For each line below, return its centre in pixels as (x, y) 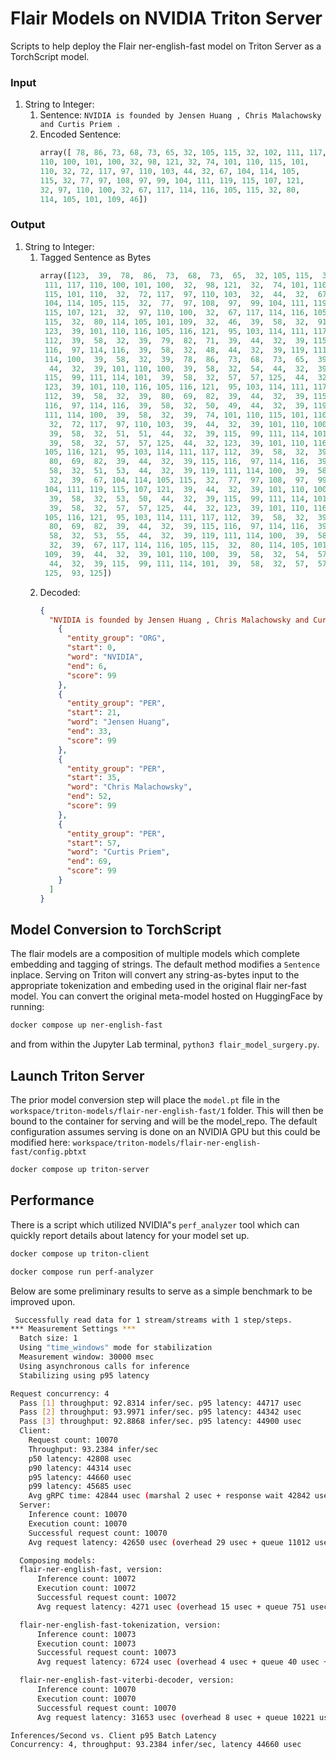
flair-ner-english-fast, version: (91, 1570)
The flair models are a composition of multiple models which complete (155, 954)
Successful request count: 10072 (106, 1598)
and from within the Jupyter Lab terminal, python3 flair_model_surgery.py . (165, 1044)
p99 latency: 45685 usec (80, 1487)
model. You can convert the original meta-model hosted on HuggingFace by (166, 996)
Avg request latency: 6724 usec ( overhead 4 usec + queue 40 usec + (182, 1662)
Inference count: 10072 (86, 1579)
